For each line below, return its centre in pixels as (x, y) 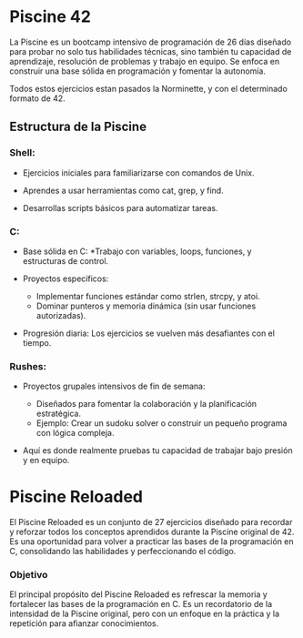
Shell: (22, 153)
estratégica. (59, 414)
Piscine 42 (50, 17)
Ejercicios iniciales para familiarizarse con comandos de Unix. (138, 172)
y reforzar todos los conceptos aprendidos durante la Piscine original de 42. (152, 532)
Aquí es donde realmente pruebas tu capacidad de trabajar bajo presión (157, 451)
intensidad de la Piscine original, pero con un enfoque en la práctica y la (145, 614)
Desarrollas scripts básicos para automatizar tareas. (120, 208)
